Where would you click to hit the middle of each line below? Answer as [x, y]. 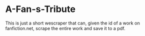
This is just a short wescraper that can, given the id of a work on [72, 23]
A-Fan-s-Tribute [40, 9]
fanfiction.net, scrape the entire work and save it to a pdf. [65, 28]
